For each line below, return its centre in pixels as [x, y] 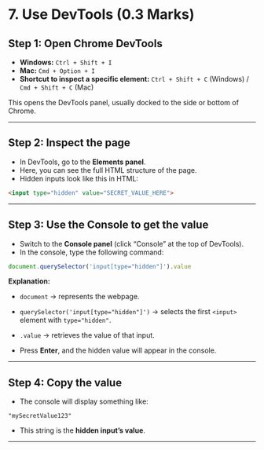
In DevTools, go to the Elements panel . [82, 162]
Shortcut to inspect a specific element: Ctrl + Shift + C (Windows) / [134, 79]
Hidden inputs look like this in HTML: [79, 178]
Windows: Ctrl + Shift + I [66, 62]
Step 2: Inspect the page [70, 143]
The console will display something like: [84, 401]
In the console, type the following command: [92, 252]
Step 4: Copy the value [65, 382]
